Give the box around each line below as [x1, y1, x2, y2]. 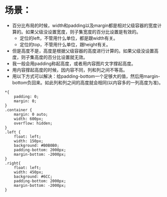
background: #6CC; [14, 174, 53, 179]
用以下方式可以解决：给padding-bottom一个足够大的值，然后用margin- [12, 73, 160, 79]
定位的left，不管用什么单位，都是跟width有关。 [19, 35, 118, 41]
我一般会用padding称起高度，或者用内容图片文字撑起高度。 [12, 60, 136, 67]
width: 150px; [14, 138, 44, 144]
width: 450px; [14, 170, 44, 175]
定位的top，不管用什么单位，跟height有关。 [19, 41, 111, 47]
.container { [5, 107, 32, 112]
